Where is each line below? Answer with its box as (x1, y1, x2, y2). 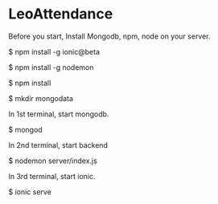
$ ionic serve (8, 186, 52, 197)
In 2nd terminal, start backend (8, 140, 109, 149)
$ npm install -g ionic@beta (8, 47, 101, 56)
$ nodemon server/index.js (8, 156, 98, 165)
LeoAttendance (8, 5, 113, 23)
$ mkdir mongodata (8, 93, 74, 103)
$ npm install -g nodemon (8, 62, 94, 72)
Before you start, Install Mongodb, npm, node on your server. (8, 31, 211, 41)
